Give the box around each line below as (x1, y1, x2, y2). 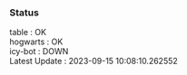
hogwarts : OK (9, 36, 64, 47)
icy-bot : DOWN (9, 46, 69, 57)
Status (9, 6, 39, 19)
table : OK (9, 27, 47, 38)
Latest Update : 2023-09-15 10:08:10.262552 (9, 56, 179, 67)
